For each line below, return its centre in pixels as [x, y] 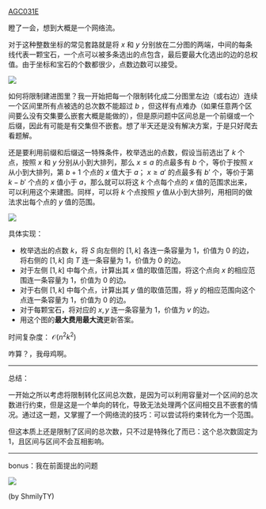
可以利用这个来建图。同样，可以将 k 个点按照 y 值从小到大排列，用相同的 [127, 192]
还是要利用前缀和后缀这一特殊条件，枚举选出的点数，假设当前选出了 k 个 [127, 152]
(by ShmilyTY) [31, 496]
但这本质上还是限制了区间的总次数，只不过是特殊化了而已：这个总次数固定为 [133, 431]
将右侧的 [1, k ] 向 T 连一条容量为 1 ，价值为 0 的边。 [102, 260]
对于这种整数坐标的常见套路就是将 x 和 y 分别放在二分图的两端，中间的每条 [131, 44]
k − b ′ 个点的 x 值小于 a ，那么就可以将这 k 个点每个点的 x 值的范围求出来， [130, 182]
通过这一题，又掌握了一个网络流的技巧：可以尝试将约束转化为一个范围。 [140, 414]
